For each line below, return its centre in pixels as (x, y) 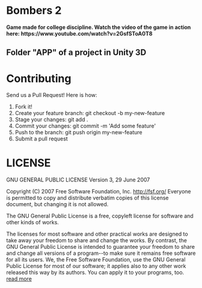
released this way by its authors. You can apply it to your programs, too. (95, 272)
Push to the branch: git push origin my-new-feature (78, 133)
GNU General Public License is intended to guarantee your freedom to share (101, 247)
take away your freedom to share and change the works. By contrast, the (97, 240)
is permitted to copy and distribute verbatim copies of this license (88, 198)
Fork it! (24, 107)
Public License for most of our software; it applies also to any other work (96, 266)
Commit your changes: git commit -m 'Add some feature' (85, 126)
